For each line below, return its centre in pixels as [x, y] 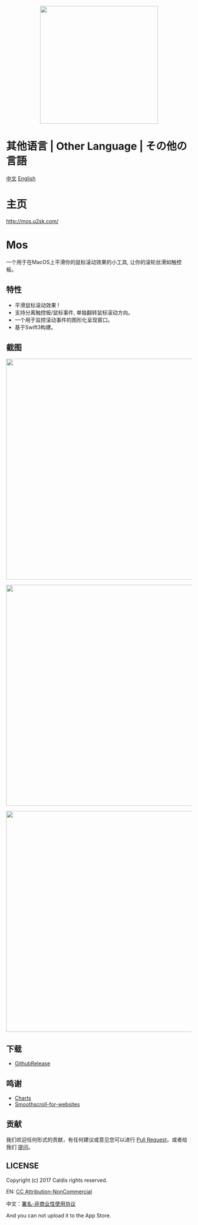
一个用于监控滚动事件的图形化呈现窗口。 [64, 320]
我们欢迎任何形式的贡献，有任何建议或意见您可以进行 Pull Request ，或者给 [97, 1140]
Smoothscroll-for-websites [47, 1104]
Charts [23, 1098]
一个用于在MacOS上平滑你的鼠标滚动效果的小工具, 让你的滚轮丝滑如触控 [94, 262]
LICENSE [23, 1166]
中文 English [21, 178]
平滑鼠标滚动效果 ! [37, 305]
